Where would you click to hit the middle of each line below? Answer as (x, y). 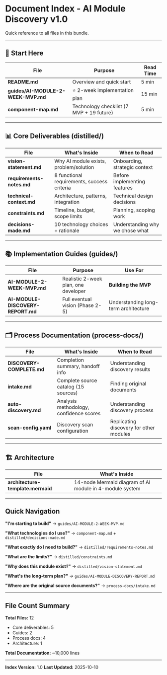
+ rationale (67, 230)
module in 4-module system (107, 488)
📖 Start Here (24, 53)
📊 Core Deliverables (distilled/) (55, 136)
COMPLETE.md (26, 370)
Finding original (128, 384)
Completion (71, 360)
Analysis (67, 401)
